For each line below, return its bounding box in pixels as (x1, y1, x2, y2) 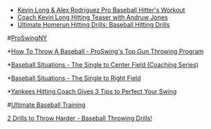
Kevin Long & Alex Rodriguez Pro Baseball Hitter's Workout (17, 6, 185, 14)
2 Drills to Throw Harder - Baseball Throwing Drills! (7, 114, 152, 122)
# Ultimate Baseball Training (7, 101, 86, 109)
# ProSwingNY (7, 34, 47, 42)
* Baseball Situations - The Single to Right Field (7, 74, 141, 82)
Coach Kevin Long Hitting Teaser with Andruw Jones (17, 13, 168, 21)
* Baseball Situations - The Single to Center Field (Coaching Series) (7, 61, 199, 68)
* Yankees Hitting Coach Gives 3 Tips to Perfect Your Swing (7, 88, 177, 95)
